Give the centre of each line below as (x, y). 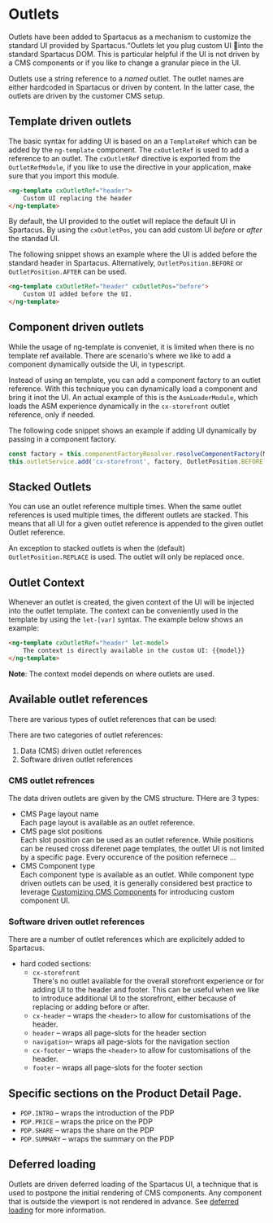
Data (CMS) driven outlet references (81, 750)
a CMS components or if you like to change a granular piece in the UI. (125, 63)
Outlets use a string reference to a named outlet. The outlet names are (126, 78)
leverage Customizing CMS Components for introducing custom (127, 891)
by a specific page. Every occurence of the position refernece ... (128, 857)
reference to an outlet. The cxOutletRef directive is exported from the (125, 158)
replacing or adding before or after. (91, 1007)
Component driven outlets (76, 327)
